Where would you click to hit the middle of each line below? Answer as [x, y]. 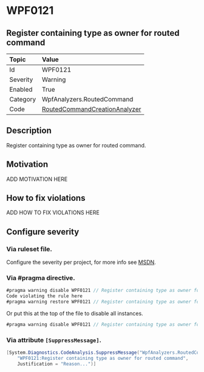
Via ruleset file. [29, 249]
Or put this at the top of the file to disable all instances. [75, 314]
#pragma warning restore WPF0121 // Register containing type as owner [99, 302]
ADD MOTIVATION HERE [37, 179]
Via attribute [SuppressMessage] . [54, 340]
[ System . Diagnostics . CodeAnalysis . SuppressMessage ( [73, 353]
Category [23, 99]
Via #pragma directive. [41, 278]
